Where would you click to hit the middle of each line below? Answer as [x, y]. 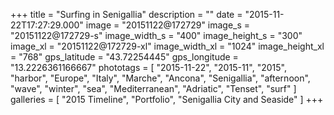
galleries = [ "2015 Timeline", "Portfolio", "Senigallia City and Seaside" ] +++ [167, 99]
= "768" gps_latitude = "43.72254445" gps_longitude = [124, 57]
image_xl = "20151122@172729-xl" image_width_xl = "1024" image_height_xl [167, 46]
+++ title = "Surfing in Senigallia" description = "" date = [126, 14]
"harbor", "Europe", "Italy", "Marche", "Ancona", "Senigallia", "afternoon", [160, 78]
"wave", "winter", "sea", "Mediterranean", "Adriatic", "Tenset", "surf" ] [153, 88]
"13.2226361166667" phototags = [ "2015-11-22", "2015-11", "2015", [148, 67]
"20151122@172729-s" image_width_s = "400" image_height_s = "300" [156, 35]
